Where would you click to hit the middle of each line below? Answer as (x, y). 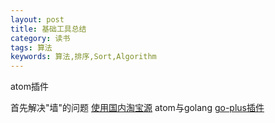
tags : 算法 (31, 47)
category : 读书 (40, 38)
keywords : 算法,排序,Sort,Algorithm (83, 57)
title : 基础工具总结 (48, 29)
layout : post (37, 19)
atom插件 (29, 87)
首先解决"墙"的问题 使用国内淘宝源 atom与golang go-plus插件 (137, 108)
